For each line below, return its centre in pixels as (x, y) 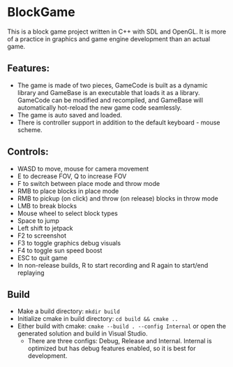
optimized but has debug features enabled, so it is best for (112, 348)
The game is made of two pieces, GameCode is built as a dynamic (112, 85)
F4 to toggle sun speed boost (60, 250)
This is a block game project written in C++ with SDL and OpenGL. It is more (117, 31)
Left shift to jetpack (45, 228)
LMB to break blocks (47, 206)
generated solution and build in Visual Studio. (82, 333)
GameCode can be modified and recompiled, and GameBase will (110, 100)
